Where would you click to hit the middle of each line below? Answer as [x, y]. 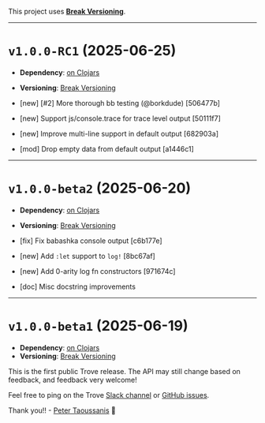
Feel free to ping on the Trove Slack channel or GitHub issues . [109, 395]
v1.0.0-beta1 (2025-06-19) [98, 326]
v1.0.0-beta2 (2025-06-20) [100, 188]
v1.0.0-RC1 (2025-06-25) [92, 51]
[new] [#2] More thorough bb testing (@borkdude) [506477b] [120, 103]
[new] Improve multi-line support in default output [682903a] [119, 133]
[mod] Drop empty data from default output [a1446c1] [107, 148]
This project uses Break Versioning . [67, 11]
